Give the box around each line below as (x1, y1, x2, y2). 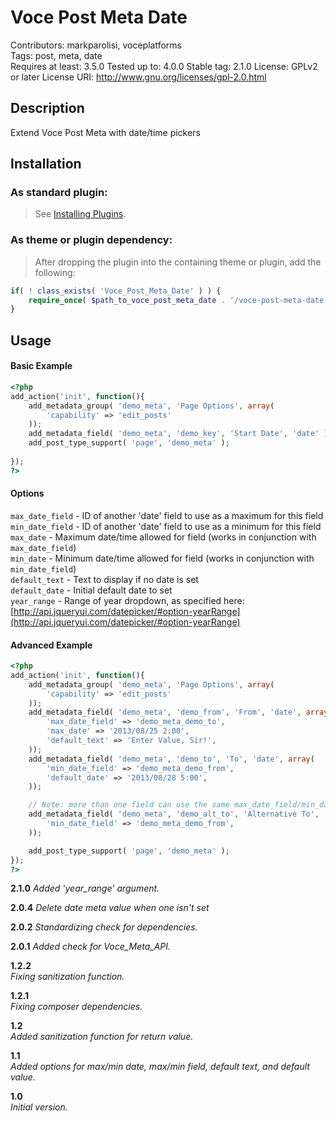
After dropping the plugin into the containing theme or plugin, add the (34, 256, 322, 268)
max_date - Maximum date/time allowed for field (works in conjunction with (10, 531, 317, 543)
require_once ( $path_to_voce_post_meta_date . (28, 295, 226, 305)
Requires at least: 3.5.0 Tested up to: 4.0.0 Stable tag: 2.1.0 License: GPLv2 (10, 60, 318, 72)
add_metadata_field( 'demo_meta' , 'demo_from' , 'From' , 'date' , (28, 707, 302, 718)
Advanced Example (10, 639, 93, 651)
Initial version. (10, 1101, 68, 1113)
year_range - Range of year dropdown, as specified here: (10, 594, 245, 606)
